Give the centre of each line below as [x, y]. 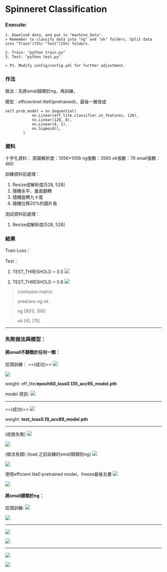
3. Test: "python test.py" [33, 57]
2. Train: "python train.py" [35, 53]
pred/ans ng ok [33, 301]
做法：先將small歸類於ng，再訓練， [42, 91]
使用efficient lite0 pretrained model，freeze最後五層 [58, 474]
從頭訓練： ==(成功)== [29, 364]
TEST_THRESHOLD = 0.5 [38, 272]
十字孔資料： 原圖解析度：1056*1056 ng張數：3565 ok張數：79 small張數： [83, 158]
